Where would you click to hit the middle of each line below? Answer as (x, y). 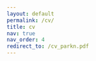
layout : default (30, 14)
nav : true (21, 33)
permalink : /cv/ (30, 20)
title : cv (21, 27)
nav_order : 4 (26, 40)
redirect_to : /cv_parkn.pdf (48, 46)
